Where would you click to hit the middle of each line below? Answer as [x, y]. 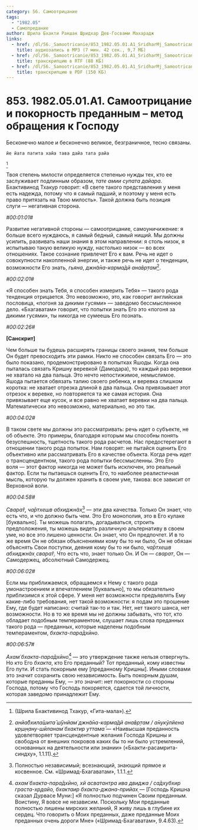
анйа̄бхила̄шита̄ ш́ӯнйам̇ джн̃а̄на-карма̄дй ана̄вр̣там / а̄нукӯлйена [99, 723]
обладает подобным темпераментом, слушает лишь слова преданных [95, 620]
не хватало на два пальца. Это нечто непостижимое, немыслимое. [91, 375]
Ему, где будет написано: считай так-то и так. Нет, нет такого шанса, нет [98, 607]
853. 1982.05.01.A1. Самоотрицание [99, 101]
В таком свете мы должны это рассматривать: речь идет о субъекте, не [98, 429]
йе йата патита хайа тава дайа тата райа [58, 153]
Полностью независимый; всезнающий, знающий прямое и [90, 766]
